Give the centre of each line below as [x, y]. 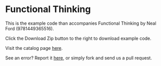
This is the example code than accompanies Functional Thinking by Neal [81, 23]
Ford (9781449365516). [30, 28]
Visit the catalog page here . [34, 48]
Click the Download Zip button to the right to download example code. [78, 38]
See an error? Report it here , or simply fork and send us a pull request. [79, 58]
